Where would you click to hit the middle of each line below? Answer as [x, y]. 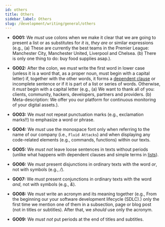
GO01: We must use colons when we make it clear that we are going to [84, 38]
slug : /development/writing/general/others [50, 23]
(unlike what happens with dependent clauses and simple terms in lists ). [85, 155]
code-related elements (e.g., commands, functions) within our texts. [81, 140]
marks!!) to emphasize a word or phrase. [53, 120]
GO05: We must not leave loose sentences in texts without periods [80, 149]
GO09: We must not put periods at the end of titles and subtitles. [78, 219]
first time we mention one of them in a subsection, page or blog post [82, 204]
